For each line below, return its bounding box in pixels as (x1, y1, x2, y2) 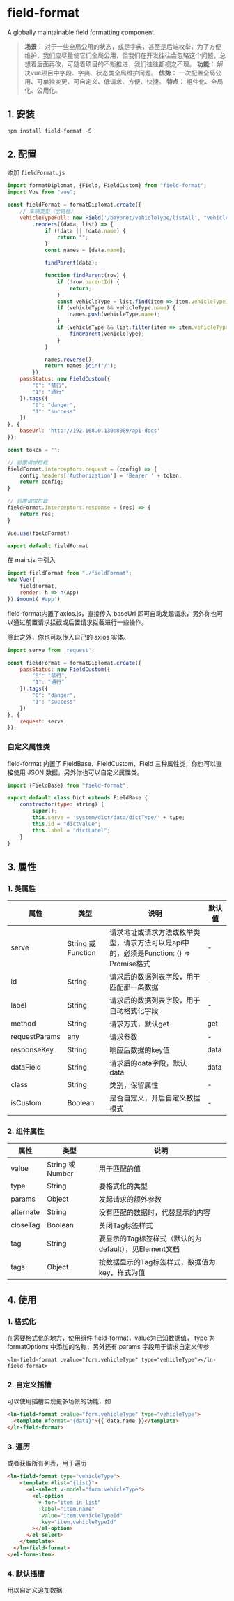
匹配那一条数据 (109, 982, 159, 992)
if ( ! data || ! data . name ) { (44, 227, 127, 235)
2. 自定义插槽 (7, 1380, 52, 1390)
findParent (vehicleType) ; (69, 330, 145, 337)
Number (47, 1169, 74, 1179)
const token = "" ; (7, 446, 61, 453)
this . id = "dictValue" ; (32, 820, 101, 827)
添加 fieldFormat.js (7, 168, 65, 177)
